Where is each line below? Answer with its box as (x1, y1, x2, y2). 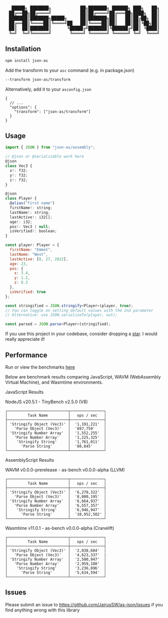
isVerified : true (10, 289, 46, 294)
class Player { (5, 196, 37, 201)
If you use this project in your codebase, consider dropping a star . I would (5, 331, 158, 337)
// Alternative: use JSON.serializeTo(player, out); (5, 313, 118, 318)
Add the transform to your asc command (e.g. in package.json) (5, 67, 134, 73)
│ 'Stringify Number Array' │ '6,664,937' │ (5, 499, 107, 504)
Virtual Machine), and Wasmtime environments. (5, 379, 103, 385)
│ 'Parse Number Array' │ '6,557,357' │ (5, 503, 107, 508)
